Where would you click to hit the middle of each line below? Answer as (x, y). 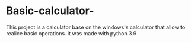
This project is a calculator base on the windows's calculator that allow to (96, 27)
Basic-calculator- (50, 11)
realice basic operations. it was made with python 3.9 (71, 33)
